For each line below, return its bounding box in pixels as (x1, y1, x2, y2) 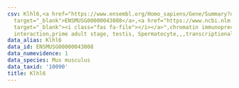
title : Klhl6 (7, 70, 46, 77)
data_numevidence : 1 (7, 50, 69, 57)
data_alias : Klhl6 (7, 37, 62, 44)
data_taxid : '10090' (7, 63, 69, 70)
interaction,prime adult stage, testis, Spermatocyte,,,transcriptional (14, 30, 234, 38)
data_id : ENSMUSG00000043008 (7, 43, 94, 50)
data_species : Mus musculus (7, 57, 91, 64)
